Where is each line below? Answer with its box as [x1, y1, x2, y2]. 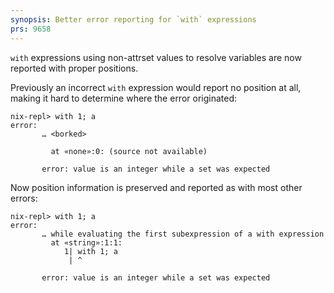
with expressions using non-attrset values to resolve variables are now [10, 51, 302, 63]
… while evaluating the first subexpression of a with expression [41, 229, 325, 239]
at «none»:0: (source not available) [50, 146, 208, 156]
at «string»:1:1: [50, 237, 123, 248]
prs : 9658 [10, 24, 52, 34]
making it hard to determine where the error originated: [10, 92, 238, 104]
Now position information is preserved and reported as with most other [10, 181, 303, 193]
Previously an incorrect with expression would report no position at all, [10, 81, 302, 93]
